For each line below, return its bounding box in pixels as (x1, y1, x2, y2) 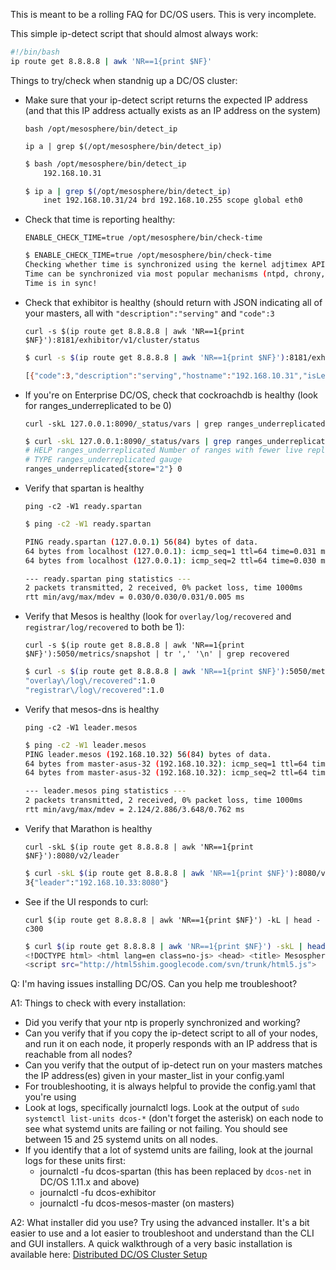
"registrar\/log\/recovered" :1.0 (24, 685, 165, 695)
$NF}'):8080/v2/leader (24, 850, 120, 861)
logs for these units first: (24, 1155, 126, 1167)
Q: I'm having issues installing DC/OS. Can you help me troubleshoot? (10, 978, 298, 990)
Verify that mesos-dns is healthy (24, 703, 160, 715)
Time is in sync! (24, 278, 98, 288)
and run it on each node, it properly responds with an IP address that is (24, 1038, 318, 1050)
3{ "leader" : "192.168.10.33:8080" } (24, 877, 169, 888)
